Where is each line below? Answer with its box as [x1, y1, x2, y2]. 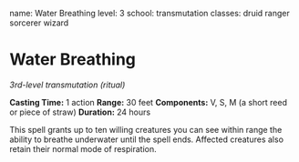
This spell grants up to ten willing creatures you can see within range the [9, 124, 283, 135]
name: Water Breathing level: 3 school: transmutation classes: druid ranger [9, 8, 290, 18]
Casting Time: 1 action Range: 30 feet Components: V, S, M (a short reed [9, 96, 288, 107]
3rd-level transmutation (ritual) [9, 79, 126, 90]
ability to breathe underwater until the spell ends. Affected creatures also [9, 134, 284, 145]
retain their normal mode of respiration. [9, 143, 157, 154]
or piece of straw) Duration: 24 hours [9, 106, 151, 117]
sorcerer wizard [9, 17, 69, 28]
